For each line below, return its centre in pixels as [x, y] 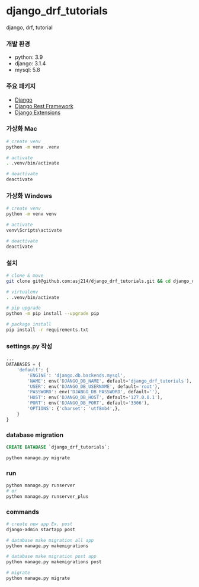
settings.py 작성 [29, 346]
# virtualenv [22, 292]
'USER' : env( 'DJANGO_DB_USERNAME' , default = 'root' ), [94, 386]
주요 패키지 [21, 86]
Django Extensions [38, 112]
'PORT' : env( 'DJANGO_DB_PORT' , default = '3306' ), [89, 403]
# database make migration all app [50, 540]
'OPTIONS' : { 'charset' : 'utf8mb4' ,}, [74, 409]
